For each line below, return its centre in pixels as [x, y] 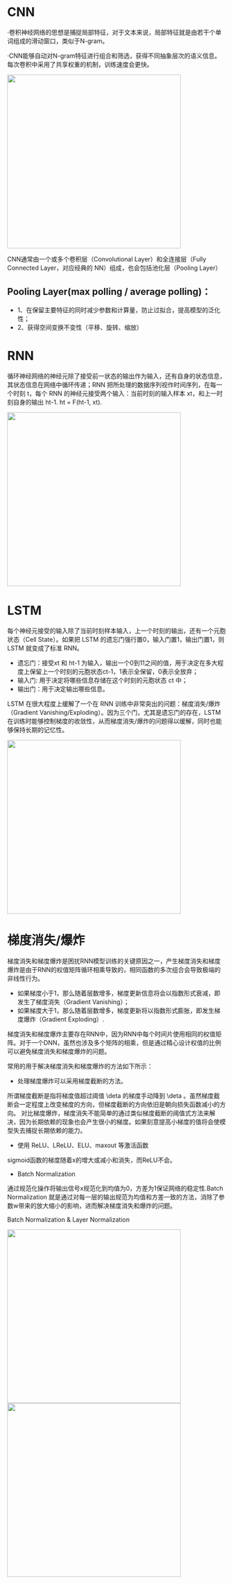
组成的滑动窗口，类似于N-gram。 [61, 41]
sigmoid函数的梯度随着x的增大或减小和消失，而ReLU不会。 [92, 1160]
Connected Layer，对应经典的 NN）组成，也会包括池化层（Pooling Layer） [114, 268]
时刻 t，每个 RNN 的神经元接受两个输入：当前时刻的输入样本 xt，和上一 [115, 393]
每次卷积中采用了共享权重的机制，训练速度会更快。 [80, 64]
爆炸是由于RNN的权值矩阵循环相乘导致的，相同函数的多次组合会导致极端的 [114, 969]
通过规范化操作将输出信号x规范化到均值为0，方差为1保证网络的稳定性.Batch [115, 1188]
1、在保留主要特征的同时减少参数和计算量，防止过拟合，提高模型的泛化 [119, 309]
